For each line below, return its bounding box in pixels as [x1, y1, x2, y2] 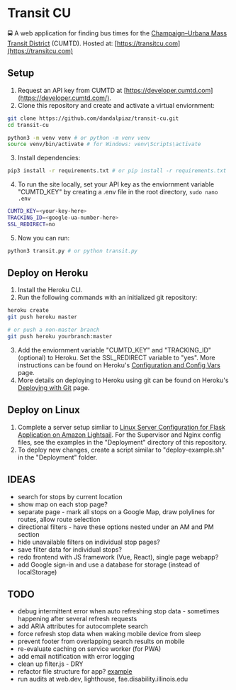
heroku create [7, 307, 50, 314]
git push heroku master [7, 313, 78, 321]
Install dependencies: [17, 154, 81, 162]
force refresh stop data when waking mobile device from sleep [17, 630, 201, 638]
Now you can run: [17, 233, 70, 242]
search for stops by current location [17, 492, 123, 501]
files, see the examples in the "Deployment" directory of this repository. [17, 438, 227, 446]
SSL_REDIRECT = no [7, 221, 55, 228]
